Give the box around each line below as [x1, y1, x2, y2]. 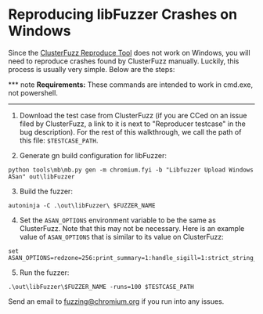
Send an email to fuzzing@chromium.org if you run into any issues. [8, 296, 225, 306]
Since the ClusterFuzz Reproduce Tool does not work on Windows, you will [8, 48, 250, 57]
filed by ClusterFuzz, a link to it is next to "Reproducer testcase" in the [19, 119, 247, 128]
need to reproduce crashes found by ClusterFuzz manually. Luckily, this [8, 56, 240, 66]
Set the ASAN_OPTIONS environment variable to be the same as [19, 215, 217, 225]
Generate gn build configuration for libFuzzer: [19, 150, 167, 160]
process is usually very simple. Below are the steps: [8, 64, 175, 74]
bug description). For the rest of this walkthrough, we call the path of [19, 127, 242, 136]
